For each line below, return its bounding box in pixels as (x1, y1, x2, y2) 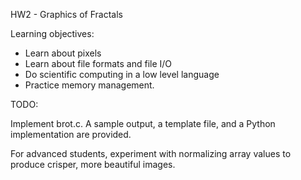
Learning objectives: (10, 28, 95, 39)
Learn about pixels (24, 47, 102, 59)
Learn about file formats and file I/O (24, 58, 173, 69)
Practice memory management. (24, 79, 155, 91)
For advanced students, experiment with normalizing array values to (10, 148, 292, 159)
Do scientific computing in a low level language (24, 69, 220, 80)
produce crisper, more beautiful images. (10, 159, 176, 170)
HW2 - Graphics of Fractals (10, 9, 123, 20)
